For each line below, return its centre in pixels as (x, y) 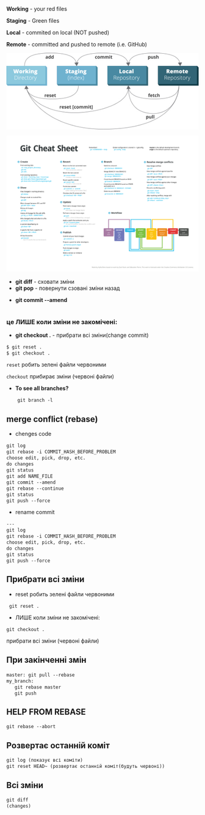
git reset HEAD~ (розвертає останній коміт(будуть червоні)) (86, 767)
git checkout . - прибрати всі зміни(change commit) (82, 335)
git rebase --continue (35, 489)
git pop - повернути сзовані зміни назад (67, 288)
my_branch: (20, 681)
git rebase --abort (31, 727)
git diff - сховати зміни (45, 281)
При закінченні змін (46, 660)
